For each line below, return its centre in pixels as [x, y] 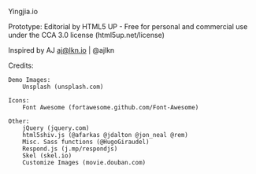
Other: [19, 121]
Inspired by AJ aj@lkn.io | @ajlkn [61, 50]
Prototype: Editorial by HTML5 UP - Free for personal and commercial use [128, 26]
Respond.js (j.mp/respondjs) [70, 149]
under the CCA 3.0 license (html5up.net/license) [87, 35]
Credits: [21, 65]
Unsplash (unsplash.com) [63, 87]
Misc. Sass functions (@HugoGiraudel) [86, 142]
